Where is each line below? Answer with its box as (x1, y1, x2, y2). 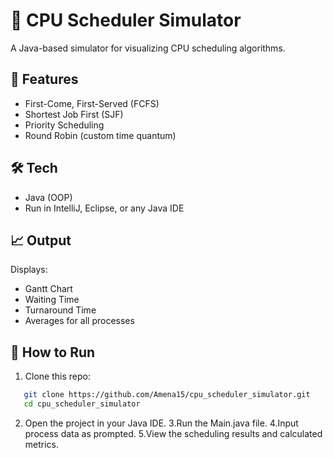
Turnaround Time (24, 304, 97, 316)
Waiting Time (24, 294, 80, 306)
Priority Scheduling (24, 119, 105, 131)
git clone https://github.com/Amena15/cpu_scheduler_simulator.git (23, 390, 311, 400)
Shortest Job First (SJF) (24, 108, 124, 120)
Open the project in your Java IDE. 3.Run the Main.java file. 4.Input (24, 417, 299, 429)
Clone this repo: (24, 370, 91, 383)
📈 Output (10, 232, 72, 249)
